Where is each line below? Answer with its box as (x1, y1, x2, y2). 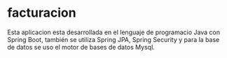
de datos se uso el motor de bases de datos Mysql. (7, 43, 156, 51)
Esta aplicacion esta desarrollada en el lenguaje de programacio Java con (7, 28, 221, 36)
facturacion (7, 5, 76, 21)
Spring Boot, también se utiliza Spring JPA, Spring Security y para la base (7, 35, 220, 43)
